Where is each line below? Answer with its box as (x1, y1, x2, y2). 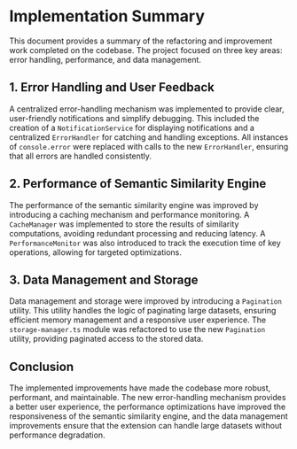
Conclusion (9, 359, 74, 374)
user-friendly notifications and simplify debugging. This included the (9, 112, 260, 123)
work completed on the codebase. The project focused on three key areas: (9, 44, 283, 55)
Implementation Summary (9, 6, 206, 27)
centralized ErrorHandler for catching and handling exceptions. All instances (9, 131, 289, 143)
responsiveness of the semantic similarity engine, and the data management (9, 411, 288, 422)
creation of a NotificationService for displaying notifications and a (9, 122, 255, 133)
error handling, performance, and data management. (9, 54, 202, 65)
